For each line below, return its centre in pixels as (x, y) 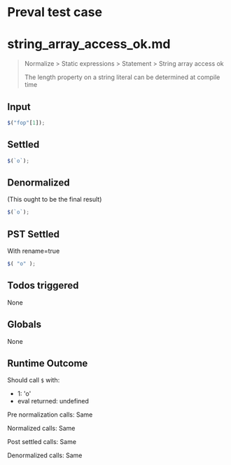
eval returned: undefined (53, 401)
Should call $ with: (34, 380)
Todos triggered (43, 285)
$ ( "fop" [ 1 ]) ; (26, 123)
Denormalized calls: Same (45, 455)
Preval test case (55, 12)
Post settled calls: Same (42, 442)
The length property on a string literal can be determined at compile (122, 77)
